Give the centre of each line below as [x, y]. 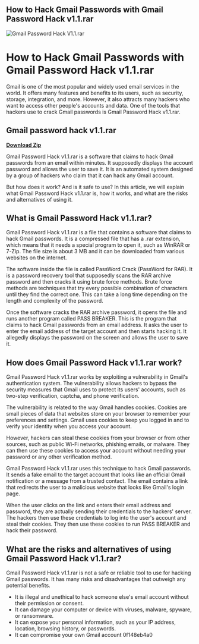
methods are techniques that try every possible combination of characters [97, 288]
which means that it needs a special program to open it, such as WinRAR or [98, 245]
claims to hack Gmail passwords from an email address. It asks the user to [97, 325]
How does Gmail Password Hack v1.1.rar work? [94, 362]
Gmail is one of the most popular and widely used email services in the [93, 86]
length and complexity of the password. [55, 301]
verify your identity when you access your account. [69, 426]
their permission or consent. [49, 603]
